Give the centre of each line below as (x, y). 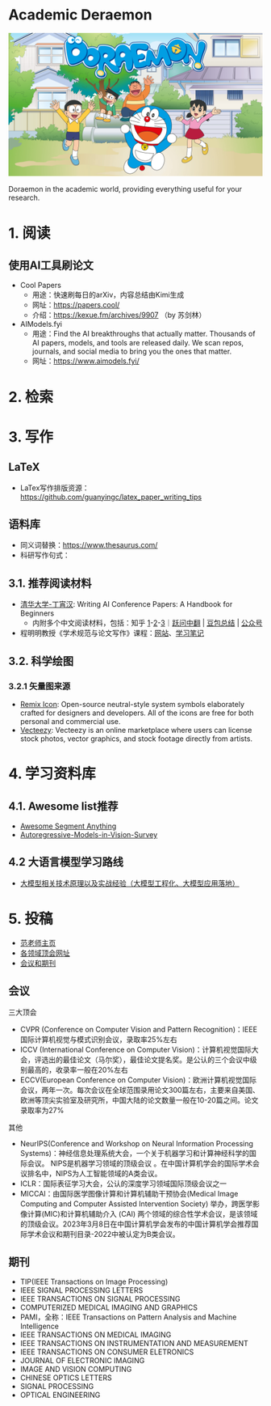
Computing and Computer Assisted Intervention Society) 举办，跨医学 (136, 1204)
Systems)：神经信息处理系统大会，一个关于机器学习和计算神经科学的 (135, 1153)
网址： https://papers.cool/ (76, 305)
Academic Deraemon (80, 15)
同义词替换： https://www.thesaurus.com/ (89, 545)
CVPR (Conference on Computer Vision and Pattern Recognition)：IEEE (139, 1029)
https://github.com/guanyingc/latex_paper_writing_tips (111, 497)
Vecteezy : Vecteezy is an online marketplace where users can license (136, 730)
